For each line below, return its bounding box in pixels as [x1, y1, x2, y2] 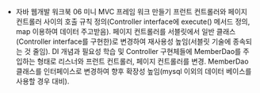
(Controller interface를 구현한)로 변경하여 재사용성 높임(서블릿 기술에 [15, 37, 231, 46]
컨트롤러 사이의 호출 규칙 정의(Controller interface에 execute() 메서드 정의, [15, 17, 250, 26]
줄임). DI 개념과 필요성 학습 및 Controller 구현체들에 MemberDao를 [32, 47, 242, 56]
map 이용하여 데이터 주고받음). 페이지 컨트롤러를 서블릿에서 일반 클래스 [15, 27, 236, 36]
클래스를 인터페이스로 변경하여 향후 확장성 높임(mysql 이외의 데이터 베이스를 [15, 67, 252, 76]
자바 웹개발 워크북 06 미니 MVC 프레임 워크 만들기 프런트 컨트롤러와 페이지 [15, 7, 248, 16]
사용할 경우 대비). [15, 76, 70, 86]
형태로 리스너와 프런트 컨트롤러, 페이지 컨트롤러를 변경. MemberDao [36, 56, 249, 66]
